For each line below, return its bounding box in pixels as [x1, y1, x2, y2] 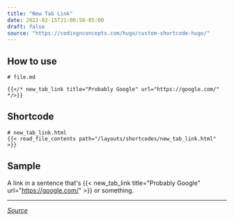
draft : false [7, 23, 45, 30]
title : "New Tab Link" [7, 10, 73, 17]
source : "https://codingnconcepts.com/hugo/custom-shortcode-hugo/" [7, 29, 210, 37]
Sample [7, 161, 41, 172]
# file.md [7, 74, 36, 81]
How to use [7, 55, 57, 67]
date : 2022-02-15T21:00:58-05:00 [7, 17, 104, 24]
